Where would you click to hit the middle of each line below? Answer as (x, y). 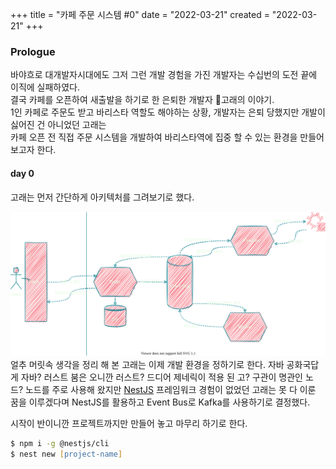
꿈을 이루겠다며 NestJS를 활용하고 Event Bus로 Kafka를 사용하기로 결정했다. (160, 402)
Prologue (33, 51)
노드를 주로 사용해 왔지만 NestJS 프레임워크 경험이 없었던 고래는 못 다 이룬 (170, 389)
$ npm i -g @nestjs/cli (60, 443)
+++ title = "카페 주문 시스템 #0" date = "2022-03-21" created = (140, 14)
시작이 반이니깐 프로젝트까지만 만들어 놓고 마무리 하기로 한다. (129, 423)
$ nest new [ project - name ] (66, 454)
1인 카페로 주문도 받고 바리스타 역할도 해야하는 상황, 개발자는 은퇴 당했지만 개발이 (168, 112)
